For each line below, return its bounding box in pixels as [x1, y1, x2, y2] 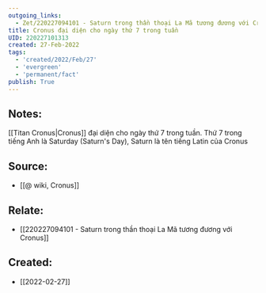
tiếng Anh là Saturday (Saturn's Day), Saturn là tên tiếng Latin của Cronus [8, 136, 248, 146]
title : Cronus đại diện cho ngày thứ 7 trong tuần [8, 26, 179, 34]
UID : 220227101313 [8, 33, 69, 42]
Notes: [8, 107, 42, 120]
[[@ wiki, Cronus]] [19, 181, 80, 190]
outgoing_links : [8, 11, 62, 20]
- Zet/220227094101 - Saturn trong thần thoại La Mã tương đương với [15, 19, 249, 27]
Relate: [8, 204, 44, 217]
